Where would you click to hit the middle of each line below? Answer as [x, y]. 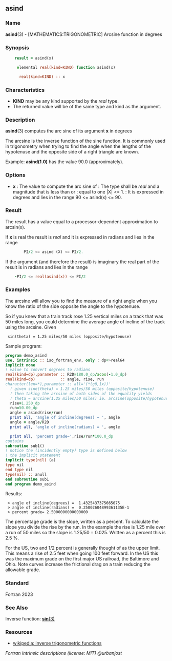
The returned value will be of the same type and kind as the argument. [87, 106]
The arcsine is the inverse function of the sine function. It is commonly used [85, 141]
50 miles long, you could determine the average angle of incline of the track [85, 322]
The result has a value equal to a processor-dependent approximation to [82, 221]
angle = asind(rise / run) [36, 413]
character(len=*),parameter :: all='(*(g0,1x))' [58, 384]
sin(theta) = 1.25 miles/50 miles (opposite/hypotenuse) [69, 336]
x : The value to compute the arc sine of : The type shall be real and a [86, 186]
